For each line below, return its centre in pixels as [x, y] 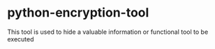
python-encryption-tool [78, 13]
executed [21, 39]
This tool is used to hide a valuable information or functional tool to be [108, 32]
